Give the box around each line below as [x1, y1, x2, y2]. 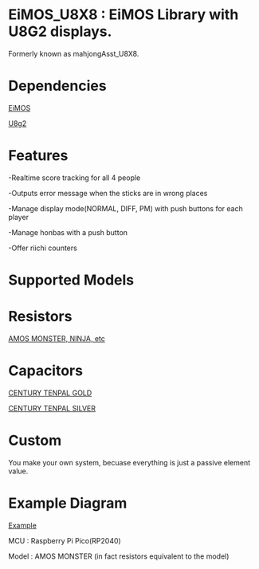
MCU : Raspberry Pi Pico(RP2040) [8, 536, 121, 545]
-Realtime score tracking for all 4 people [8, 173, 141, 182]
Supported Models [8, 271, 134, 288]
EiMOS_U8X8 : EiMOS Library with [8, 6, 239, 24]
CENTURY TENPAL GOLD [8, 388, 92, 398]
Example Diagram [8, 494, 128, 512]
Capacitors [8, 362, 84, 380]
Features [8, 147, 69, 165]
